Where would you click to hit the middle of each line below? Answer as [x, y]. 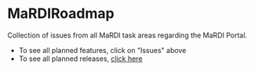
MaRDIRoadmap [61, 14]
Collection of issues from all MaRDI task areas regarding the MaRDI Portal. [127, 35]
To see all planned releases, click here [80, 59]
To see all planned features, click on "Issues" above [102, 50]
